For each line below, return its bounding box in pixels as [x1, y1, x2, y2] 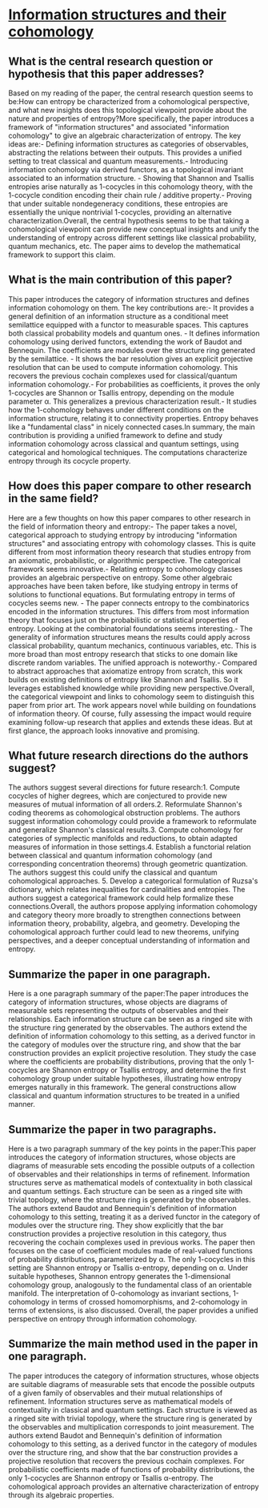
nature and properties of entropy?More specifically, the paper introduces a [8, 114, 254, 123]
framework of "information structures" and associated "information [8, 123, 230, 131]
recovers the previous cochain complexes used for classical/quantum [8, 371, 238, 380]
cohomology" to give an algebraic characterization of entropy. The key [8, 131, 242, 140]
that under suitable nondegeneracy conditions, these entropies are [8, 199, 228, 208]
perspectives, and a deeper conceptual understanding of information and [8, 935, 250, 946]
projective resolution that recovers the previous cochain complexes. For [8, 1456, 245, 1466]
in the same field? [8, 492, 99, 505]
